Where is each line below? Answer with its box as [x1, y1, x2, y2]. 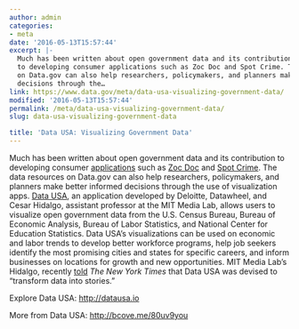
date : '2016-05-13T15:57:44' [9, 37, 117, 47]
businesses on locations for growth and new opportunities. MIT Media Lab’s [9, 257, 287, 267]
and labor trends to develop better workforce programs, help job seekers [9, 237, 277, 248]
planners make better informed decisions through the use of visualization [9, 181, 278, 191]
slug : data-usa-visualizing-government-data [9, 112, 177, 121]
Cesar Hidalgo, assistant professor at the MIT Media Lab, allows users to [9, 200, 276, 210]
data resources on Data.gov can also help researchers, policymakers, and [9, 172, 280, 182]
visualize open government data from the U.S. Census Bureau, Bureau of [9, 210, 276, 220]
